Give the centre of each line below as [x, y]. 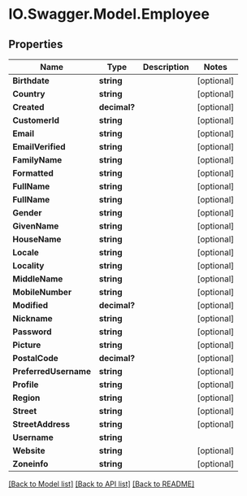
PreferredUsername [52, 371]
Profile [26, 385]
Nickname [32, 318]
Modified [30, 305]
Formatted [33, 173]
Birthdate [31, 80]
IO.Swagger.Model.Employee [109, 14]
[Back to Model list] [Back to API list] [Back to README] [102, 484]
